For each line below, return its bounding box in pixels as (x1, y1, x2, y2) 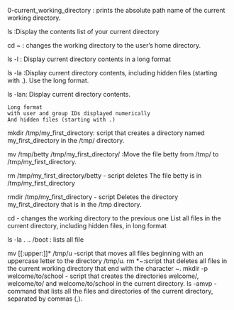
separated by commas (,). (7, 294, 83, 303)
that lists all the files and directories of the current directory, (38, 287, 213, 295)
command (7, 287, 37, 295)
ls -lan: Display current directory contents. (7, 90, 131, 98)
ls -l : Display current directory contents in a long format (7, 55, 172, 63)
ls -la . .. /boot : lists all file (7, 235, 84, 244)
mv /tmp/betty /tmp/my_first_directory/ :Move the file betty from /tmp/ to (7, 150, 219, 159)
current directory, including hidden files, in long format (7, 222, 167, 230)
